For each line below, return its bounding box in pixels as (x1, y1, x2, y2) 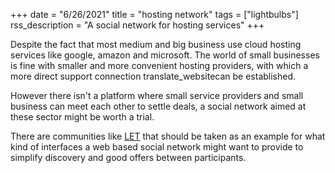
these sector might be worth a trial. (10, 111, 155, 123)
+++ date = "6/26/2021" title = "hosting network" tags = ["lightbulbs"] (10, 9, 299, 20)
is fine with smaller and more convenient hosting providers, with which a (10, 60, 309, 71)
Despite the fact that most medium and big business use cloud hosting (10, 39, 302, 50)
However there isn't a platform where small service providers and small (10, 90, 304, 101)
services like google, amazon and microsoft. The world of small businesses (10, 49, 320, 61)
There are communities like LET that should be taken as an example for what (10, 130, 326, 142)
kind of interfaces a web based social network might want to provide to (10, 141, 304, 153)
